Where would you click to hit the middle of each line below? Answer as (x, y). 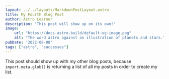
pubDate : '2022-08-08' (29, 42)
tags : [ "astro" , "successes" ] (37, 47)
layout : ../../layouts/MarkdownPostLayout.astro (57, 10)
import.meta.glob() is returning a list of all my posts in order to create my (81, 66)
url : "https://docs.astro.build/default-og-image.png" (73, 33)
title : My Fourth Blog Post (35, 14)
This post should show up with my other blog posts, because (68, 61)
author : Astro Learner (29, 19)
